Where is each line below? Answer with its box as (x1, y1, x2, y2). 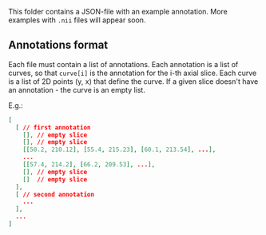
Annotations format (8, 38, 109, 52)
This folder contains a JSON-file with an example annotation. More (8, 7, 228, 16)
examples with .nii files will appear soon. (8, 15, 146, 25)
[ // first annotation (15, 123, 91, 131)
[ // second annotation (15, 190, 94, 198)
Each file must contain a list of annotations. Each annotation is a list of (8, 59, 239, 69)
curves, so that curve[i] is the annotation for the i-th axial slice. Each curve (8, 68, 257, 78)
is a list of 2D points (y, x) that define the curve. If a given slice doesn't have (8, 76, 259, 86)
